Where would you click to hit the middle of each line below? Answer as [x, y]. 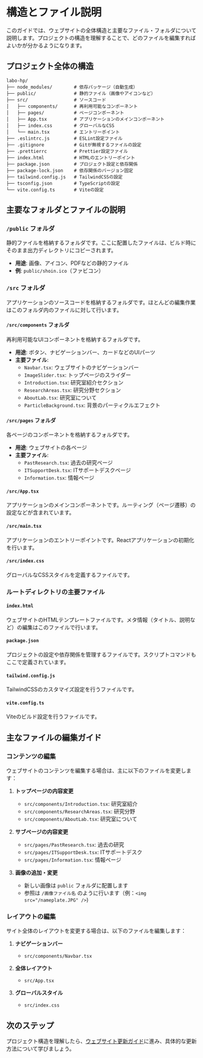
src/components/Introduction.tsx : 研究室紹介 [81, 804]
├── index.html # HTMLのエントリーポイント [71, 158]
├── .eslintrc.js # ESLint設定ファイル [64, 138]
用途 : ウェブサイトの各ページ [51, 447]
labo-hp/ [17, 80]
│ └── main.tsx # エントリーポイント [63, 132]
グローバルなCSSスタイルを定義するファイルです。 [69, 574]
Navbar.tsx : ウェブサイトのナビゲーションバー [81, 367]
